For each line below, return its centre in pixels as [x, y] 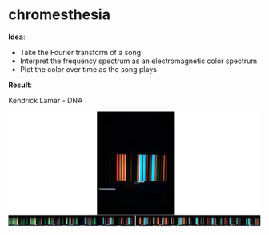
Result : [20, 85]
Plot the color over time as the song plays [88, 69]
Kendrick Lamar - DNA [46, 100]
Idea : [17, 37]
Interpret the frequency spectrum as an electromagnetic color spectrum [139, 61]
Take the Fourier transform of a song [80, 52]
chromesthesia [59, 15]
